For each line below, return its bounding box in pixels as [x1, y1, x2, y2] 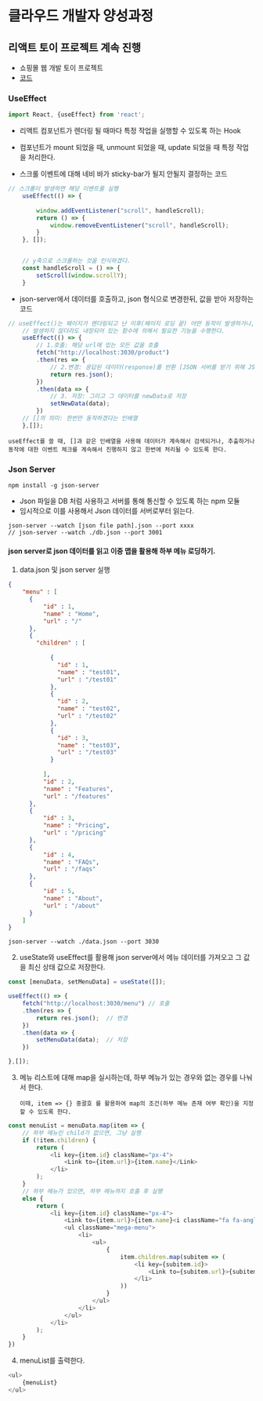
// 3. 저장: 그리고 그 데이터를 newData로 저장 [49, 392, 187, 400]
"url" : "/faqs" [42, 865, 96, 874]
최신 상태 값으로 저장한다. [27, 962, 106, 972]
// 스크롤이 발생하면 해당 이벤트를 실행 [8, 185, 119, 193]
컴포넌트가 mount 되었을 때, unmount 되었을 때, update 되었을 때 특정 [19, 143, 235, 152]
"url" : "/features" [42, 792, 110, 801]
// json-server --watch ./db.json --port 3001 [8, 529, 163, 537]
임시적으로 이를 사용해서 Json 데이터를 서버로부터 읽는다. [19, 506, 194, 516]
